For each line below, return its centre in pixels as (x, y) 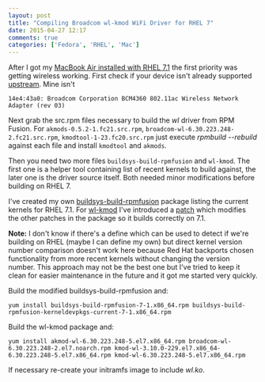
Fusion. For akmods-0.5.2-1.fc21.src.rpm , (76, 129)
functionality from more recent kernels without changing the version (119, 259)
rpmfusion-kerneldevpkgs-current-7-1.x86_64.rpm (90, 312)
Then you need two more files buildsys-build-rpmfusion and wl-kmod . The (129, 161)
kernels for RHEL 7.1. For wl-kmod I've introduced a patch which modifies (127, 210)
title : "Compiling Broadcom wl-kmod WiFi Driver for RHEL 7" (111, 23)
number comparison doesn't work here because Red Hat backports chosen (131, 251)
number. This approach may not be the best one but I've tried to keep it (124, 267)
